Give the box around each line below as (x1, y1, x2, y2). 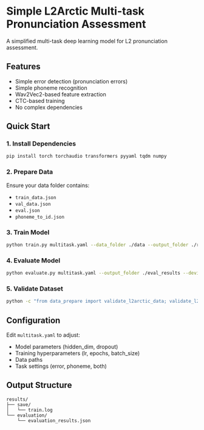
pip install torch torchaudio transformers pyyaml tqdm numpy (6, 153, 167, 160)
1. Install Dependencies (6, 139, 76, 148)
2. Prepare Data (6, 167, 53, 176)
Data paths (15, 356, 43, 363)
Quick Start (6, 121, 50, 132)
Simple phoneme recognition (15, 84, 88, 91)
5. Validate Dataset (6, 284, 64, 293)
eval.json (15, 207, 41, 214)
